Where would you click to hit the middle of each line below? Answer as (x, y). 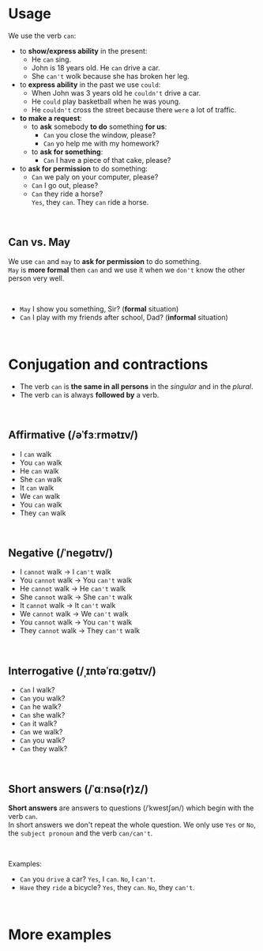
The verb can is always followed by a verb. (89, 394)
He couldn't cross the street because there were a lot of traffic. (134, 109)
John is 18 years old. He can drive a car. (96, 67)
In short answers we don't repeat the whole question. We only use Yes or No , (132, 825)
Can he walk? (40, 707)
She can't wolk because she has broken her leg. (110, 76)
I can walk (36, 454)
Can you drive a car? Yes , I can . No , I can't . (87, 879)
